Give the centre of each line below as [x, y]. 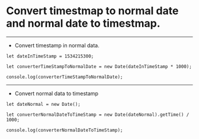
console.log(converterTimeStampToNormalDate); [65, 77]
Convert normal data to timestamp [57, 93]
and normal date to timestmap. [84, 23]
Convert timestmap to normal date [92, 11]
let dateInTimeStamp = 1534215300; [50, 56]
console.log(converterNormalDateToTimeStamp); [65, 130]
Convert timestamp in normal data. [57, 45]
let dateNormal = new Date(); [44, 104]
